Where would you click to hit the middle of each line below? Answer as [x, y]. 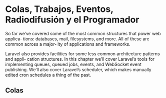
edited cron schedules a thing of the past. [48, 75]
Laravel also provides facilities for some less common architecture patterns [82, 54]
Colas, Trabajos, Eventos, [59, 9]
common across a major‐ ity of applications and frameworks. [68, 44]
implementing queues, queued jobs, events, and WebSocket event [73, 64]
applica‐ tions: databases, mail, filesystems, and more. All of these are [77, 39]
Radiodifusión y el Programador [72, 20]
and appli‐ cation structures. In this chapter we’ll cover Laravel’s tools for [80, 59]
